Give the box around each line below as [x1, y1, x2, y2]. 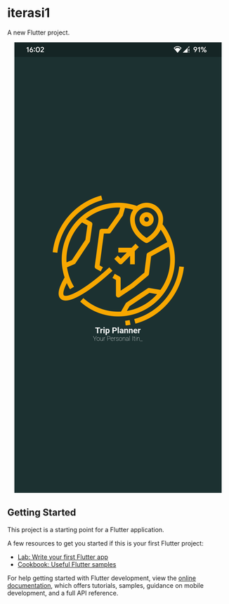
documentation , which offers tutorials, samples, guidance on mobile [7, 581, 204, 589]
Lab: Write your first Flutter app [17, 553, 109, 561]
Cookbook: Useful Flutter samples [17, 560, 117, 568]
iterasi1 [7, 5, 51, 21]
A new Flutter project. [7, 28, 70, 37]
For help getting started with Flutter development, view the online [7, 574, 197, 582]
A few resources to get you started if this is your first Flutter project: [7, 539, 204, 547]
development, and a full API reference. [7, 589, 119, 597]
